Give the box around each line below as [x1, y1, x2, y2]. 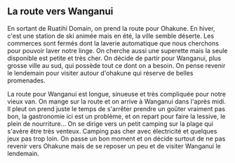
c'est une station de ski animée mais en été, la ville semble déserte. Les [7, 31, 215, 40]
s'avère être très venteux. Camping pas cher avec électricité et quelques [7, 127, 217, 135]
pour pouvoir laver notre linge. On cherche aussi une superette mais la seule [7, 46, 228, 55]
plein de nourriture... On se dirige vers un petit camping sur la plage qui [7, 119, 214, 128]
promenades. [7, 76, 46, 85]
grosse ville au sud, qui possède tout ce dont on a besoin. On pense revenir [7, 61, 226, 69]
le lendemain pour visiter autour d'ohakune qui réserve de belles [7, 69, 194, 77]
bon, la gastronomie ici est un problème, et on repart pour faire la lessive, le [7, 112, 226, 120]
